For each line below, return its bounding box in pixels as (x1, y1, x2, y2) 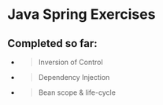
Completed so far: (7, 37, 98, 50)
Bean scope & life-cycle (38, 88, 116, 97)
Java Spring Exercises (7, 5, 156, 24)
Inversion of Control (38, 57, 103, 67)
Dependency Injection (38, 73, 110, 81)
